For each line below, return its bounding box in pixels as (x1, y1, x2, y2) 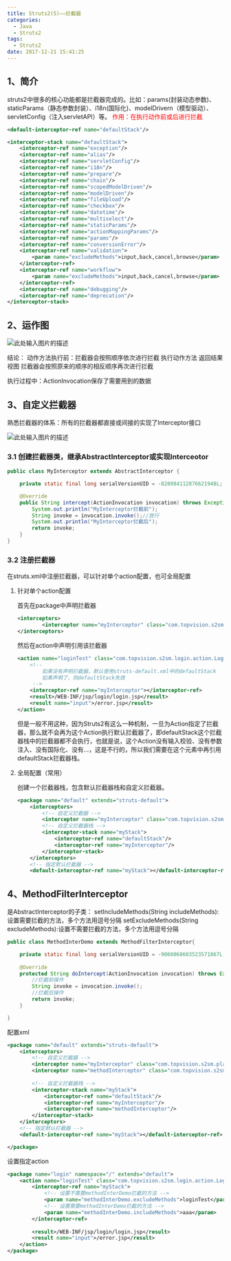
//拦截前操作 (32, 977, 64, 984)
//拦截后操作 (32, 989, 64, 997)
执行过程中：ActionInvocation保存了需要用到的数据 (7, 377, 151, 385)
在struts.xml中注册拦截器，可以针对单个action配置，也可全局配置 (7, 572, 191, 580)
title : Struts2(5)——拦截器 (7, 10, 81, 17)
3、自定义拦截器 (7, 399, 77, 410)
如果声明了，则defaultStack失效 (42, 674, 125, 681)
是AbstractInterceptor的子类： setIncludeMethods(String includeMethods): (7, 908, 219, 916)
